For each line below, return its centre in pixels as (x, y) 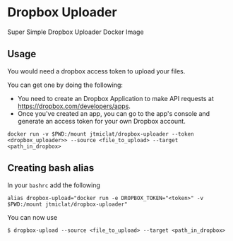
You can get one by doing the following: (65, 85)
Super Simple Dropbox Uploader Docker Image (76, 32)
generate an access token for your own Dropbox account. (101, 121)
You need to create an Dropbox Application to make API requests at (115, 98)
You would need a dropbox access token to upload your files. (96, 71)
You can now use (32, 217)
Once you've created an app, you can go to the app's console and (114, 113)
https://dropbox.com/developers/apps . (74, 106)
